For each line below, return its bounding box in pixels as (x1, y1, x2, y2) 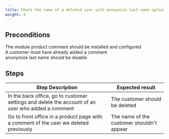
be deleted (111, 102, 137, 109)
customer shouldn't (111, 119, 157, 126)
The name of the (111, 113, 150, 120)
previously (8, 126, 33, 133)
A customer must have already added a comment (5, 49, 108, 55)
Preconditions (5, 31, 50, 39)
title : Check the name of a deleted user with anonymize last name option (5, 7, 165, 13)
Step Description (36, 84, 78, 91)
